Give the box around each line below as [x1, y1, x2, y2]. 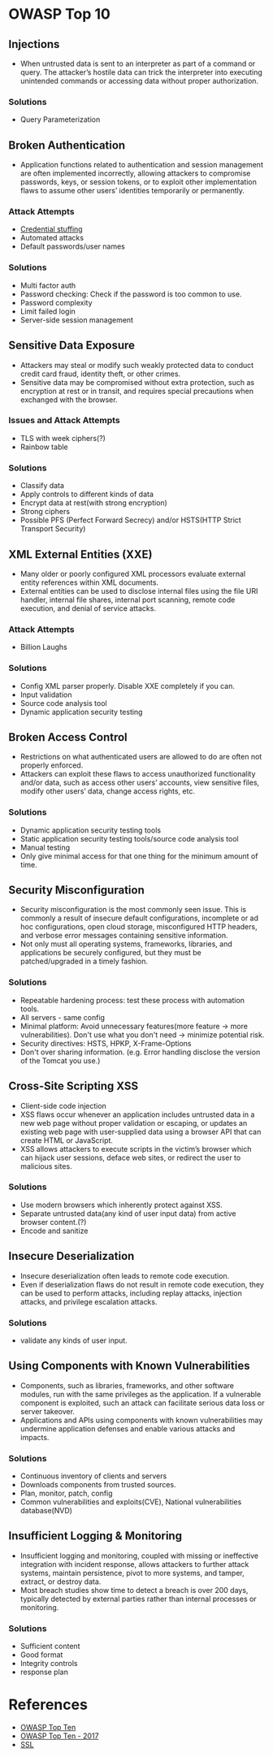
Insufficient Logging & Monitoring [8, 1529, 183, 1543]
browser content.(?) [19, 1217, 87, 1227]
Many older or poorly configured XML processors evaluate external [19, 569, 246, 578]
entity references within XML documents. [19, 578, 159, 587]
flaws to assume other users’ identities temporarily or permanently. [19, 186, 245, 196]
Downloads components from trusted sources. [19, 1480, 176, 1490]
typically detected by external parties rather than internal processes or [19, 1594, 258, 1603]
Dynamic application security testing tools [19, 825, 161, 835]
